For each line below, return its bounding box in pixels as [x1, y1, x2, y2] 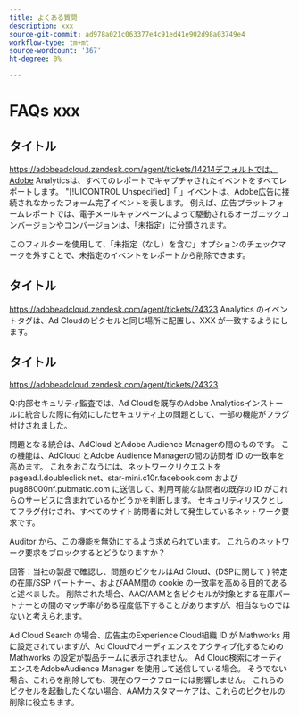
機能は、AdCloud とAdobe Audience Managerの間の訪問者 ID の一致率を [16, 450, 286, 461]
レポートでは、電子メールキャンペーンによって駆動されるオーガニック [24, 209, 282, 219]
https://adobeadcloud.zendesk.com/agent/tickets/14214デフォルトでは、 [9, 164, 278, 174]
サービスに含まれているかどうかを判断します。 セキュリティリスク [24, 495, 269, 505]
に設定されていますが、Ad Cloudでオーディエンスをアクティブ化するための [9, 640, 284, 652]
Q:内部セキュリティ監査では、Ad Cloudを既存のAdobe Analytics [9, 397, 245, 408]
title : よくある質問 [9, 12, 78, 22]
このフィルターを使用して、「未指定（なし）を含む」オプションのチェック [9, 238, 278, 249]
